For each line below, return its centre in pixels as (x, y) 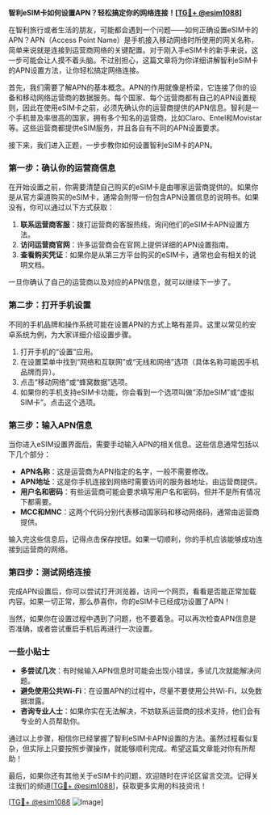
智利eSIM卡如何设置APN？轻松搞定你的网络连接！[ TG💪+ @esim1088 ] (125, 13)
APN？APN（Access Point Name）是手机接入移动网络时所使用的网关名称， (133, 40)
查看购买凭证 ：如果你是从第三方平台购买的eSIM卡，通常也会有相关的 (135, 255)
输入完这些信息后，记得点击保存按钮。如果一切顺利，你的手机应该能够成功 (132, 539)
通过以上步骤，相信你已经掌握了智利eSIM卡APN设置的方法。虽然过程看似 (130, 738)
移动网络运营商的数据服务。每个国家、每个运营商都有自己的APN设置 (136, 97)
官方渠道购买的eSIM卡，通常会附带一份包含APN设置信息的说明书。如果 (141, 197)
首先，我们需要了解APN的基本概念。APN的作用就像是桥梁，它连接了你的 (129, 87)
